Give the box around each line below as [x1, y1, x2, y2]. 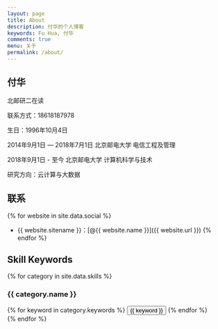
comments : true [7, 36, 51, 43]
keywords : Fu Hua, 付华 [7, 29, 74, 37]
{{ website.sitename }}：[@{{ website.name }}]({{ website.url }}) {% [17, 225, 212, 234]
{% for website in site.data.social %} [7, 211, 112, 220]
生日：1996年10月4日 [7, 126, 68, 134]
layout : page [7, 10, 45, 17]
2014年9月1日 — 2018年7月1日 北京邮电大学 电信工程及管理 [7, 141, 176, 149]
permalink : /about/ [7, 49, 64, 56]
